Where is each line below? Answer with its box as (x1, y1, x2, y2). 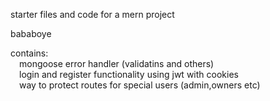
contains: (10, 47, 49, 59)
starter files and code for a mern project (10, 9, 175, 20)
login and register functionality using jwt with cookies (19, 69, 239, 80)
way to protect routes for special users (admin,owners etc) (19, 79, 261, 91)
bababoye (10, 28, 52, 39)
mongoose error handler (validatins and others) (19, 58, 215, 69)
